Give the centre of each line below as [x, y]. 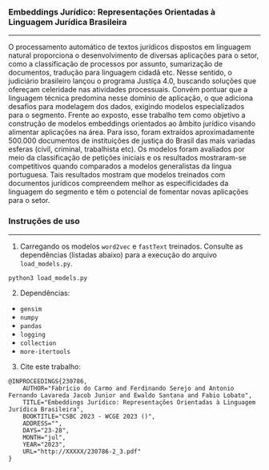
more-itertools [45, 351]
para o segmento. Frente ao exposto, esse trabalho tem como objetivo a [127, 115]
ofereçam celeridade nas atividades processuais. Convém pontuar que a [128, 90]
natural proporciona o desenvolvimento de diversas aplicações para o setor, [134, 55]
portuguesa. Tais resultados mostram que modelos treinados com [117, 175]
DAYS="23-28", [46, 430]
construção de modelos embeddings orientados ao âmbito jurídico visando [132, 124]
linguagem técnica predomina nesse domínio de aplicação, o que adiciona [131, 98]
